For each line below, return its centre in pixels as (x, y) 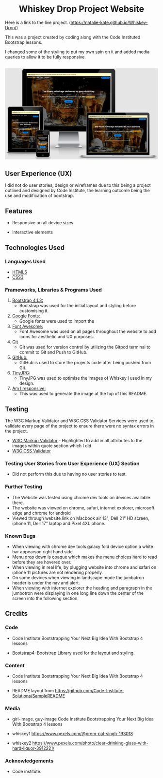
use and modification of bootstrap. (40, 195)
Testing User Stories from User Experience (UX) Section (72, 463)
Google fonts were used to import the (57, 321)
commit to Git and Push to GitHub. (53, 352)
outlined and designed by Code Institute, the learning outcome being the (78, 191)
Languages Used (25, 261)
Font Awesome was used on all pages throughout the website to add (88, 331)
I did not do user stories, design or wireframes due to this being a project (78, 185)
